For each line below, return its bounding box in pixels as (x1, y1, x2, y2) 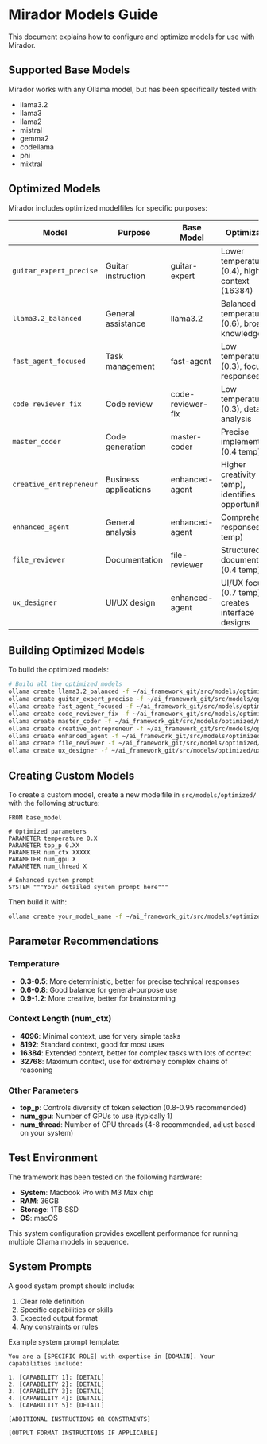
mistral (19, 125, 42, 134)
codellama (19, 141, 54, 152)
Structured (221, 544, 261, 556)
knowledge (221, 327, 262, 339)
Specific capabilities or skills (19, 1305, 114, 1314)
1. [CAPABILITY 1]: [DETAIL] (8, 1373, 105, 1381)
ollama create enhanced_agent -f (8, 732, 119, 740)
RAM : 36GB (19, 1196, 60, 1206)
